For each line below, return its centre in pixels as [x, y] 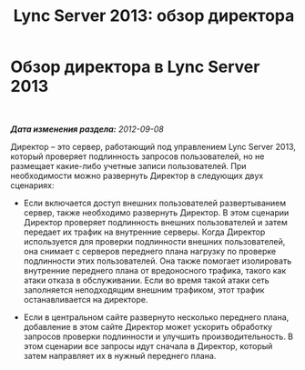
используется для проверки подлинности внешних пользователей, [154, 241]
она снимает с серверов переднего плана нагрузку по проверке [150, 251]
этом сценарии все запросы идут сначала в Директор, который [148, 345]
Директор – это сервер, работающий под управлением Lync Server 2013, [153, 146]
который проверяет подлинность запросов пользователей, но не [137, 156]
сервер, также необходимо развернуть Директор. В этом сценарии [156, 212]
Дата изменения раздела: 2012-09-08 [87, 129]
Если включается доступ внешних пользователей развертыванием [155, 203]
